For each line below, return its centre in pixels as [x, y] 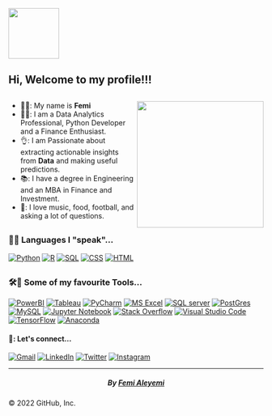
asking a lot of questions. [62, 215]
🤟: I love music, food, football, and [77, 207]
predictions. [40, 169]
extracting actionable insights [69, 152]
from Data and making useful [69, 160]
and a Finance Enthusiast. [63, 131]
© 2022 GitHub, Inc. [42, 403]
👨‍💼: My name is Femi [55, 105]
